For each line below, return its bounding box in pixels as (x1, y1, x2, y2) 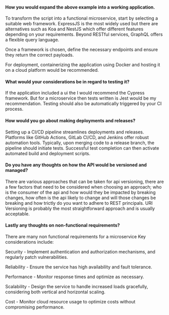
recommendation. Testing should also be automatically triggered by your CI (5, 101, 162, 107)
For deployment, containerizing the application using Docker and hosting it (5, 62, 160, 68)
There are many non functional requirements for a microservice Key (5, 234, 146, 240)
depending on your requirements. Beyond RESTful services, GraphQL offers (5, 31, 163, 37)
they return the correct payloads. (5, 52, 74, 58)
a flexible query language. (5, 37, 60, 43)
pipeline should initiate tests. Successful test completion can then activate (5, 145, 159, 151)
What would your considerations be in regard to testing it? (5, 78, 130, 84)
